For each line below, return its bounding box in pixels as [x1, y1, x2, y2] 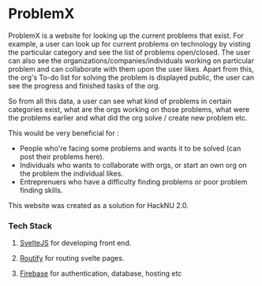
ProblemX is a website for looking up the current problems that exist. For [8, 31, 245, 40]
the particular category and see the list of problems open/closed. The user [8, 47, 251, 57]
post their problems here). [19, 151, 105, 162]
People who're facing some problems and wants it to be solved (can [19, 143, 241, 153]
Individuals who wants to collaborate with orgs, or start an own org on [19, 160, 247, 169]
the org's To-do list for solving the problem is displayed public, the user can [8, 72, 255, 82]
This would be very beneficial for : [8, 128, 120, 138]
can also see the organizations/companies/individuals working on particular [8, 56, 255, 65]
